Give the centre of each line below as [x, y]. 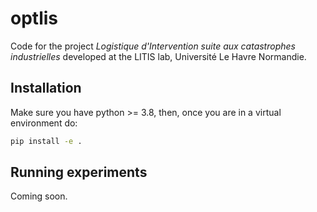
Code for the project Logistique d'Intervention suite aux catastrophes [153, 46]
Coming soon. [39, 196]
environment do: [44, 123]
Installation [46, 88]
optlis [34, 18]
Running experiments [79, 172]
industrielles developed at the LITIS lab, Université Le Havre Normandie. [158, 56]
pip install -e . [46, 141]
